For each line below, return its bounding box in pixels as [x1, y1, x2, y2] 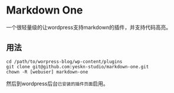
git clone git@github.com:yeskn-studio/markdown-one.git [6, 64, 149, 69]
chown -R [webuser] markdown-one [6, 69, 88, 75]
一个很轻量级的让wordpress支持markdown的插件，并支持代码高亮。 [6, 24, 172, 31]
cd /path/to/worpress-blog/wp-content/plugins [6, 58, 123, 65]
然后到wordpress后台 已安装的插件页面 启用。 [6, 80, 109, 87]
